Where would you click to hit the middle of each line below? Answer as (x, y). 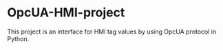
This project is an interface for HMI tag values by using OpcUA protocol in (112, 32)
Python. (18, 38)
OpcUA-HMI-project (66, 13)
